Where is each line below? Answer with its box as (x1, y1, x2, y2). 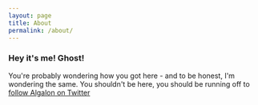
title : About (8, 19, 52, 27)
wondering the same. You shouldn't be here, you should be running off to (8, 79, 250, 88)
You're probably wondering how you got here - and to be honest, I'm (8, 71, 235, 80)
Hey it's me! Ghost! (8, 52, 85, 64)
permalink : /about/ (8, 26, 74, 34)
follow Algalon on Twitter (8, 87, 91, 97)
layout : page (8, 11, 52, 20)
